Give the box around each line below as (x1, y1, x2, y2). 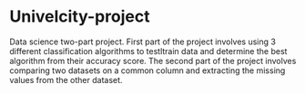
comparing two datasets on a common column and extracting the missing (9, 65, 286, 76)
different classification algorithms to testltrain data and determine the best (9, 45, 288, 56)
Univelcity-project (9, 6, 150, 27)
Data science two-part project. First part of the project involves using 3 (9, 36, 276, 47)
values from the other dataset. (9, 74, 123, 85)
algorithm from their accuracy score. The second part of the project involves (9, 55, 297, 66)
